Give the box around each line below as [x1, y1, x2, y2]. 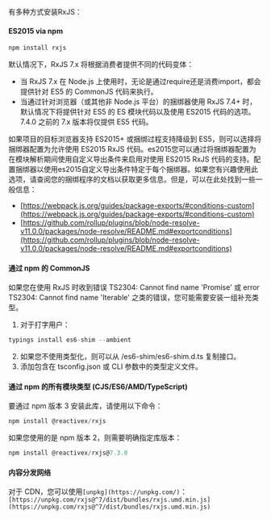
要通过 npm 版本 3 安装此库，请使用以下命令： [8, 401, 163, 411]
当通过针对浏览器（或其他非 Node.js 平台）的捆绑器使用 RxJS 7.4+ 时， [19, 97, 257, 107]
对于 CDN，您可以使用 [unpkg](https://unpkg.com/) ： [8, 487, 188, 496]
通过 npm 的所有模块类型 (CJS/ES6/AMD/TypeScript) [8, 382, 188, 391]
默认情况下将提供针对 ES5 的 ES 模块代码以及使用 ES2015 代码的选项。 [19, 107, 256, 117]
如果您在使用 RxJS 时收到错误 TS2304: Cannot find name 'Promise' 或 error [8, 283, 260, 292]
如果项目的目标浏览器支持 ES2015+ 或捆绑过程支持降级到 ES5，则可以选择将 [8, 134, 262, 144]
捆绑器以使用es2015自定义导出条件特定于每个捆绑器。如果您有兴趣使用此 [15, 165, 258, 174]
